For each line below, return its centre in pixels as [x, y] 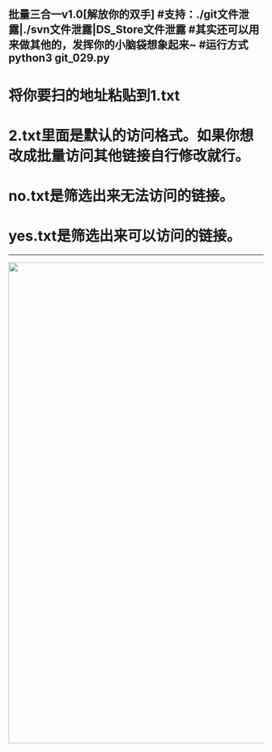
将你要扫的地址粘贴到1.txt [94, 95]
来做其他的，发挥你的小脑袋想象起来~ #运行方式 [128, 45]
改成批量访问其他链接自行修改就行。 [129, 156]
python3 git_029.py [59, 58]
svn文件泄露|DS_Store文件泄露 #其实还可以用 [145, 30]
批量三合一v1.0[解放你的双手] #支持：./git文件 [123, 15]
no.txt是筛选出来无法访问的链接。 [121, 196]
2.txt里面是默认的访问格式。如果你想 [131, 135]
